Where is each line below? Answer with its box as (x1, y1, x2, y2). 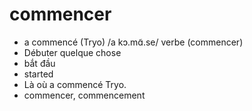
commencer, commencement (23, 89, 146, 101)
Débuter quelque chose (23, 46, 122, 58)
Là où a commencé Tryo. (23, 78, 127, 90)
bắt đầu (23, 57, 56, 69)
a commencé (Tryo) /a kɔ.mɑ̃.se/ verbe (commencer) (23, 36, 244, 48)
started (23, 68, 54, 80)
